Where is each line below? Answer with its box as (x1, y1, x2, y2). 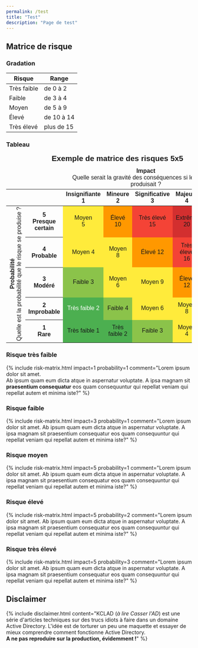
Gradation (6, 59, 35, 67)
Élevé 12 (140, 248, 164, 256)
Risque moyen (6, 451, 48, 459)
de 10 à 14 (44, 113, 75, 122)
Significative (134, 190, 170, 198)
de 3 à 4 (44, 94, 67, 102)
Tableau (6, 140, 30, 148)
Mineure (106, 190, 130, 198)
